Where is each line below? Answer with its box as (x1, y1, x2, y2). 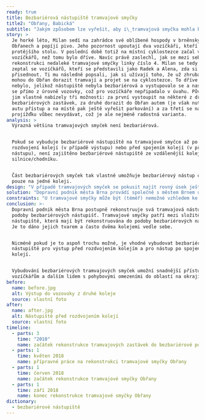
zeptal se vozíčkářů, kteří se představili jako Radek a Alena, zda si (12, 65, 198, 72)
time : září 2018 (17, 387, 59, 393)
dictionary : (6, 399, 37, 405)
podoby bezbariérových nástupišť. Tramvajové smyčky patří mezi (12, 212, 179, 218)
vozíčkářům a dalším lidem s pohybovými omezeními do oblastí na (12, 273, 182, 279)
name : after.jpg (12, 308, 53, 314)
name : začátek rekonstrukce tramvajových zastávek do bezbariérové (17, 342, 192, 348)
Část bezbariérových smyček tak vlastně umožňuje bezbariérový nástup (12, 172, 195, 179)
